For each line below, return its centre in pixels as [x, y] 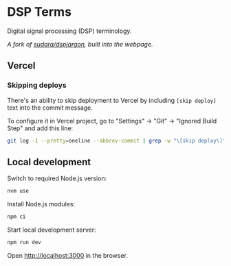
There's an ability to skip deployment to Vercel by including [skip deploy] [112, 100]
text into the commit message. [50, 108]
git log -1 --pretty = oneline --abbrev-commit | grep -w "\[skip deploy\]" [117, 141]
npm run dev [24, 243]
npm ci [16, 217]
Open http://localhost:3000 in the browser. [68, 255]
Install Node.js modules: [41, 204]
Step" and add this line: [40, 128]
